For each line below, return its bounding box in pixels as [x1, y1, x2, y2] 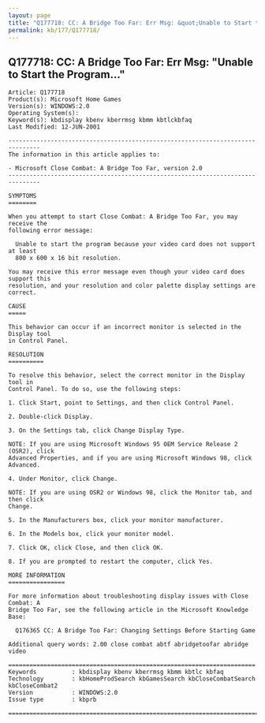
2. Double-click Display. [8, 413, 93, 421]
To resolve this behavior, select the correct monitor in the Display [8, 371, 245, 379]
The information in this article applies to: [8, 151, 160, 158]
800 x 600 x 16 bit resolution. [15, 254, 122, 263]
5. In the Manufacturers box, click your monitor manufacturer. [8, 516, 224, 524]
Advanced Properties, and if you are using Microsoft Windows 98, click [8, 454, 252, 462]
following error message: [8, 226, 93, 235]
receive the [8, 220, 47, 228]
